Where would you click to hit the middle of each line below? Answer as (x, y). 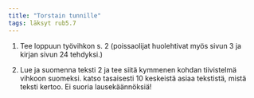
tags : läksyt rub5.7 (43, 23)
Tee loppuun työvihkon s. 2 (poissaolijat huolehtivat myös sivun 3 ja (130, 45)
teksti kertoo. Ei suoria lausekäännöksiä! (86, 86)
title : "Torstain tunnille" (55, 16)
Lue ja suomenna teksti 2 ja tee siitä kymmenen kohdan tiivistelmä (128, 69)
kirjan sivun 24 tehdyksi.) (61, 54)
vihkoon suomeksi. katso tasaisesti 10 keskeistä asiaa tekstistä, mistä (133, 78)
